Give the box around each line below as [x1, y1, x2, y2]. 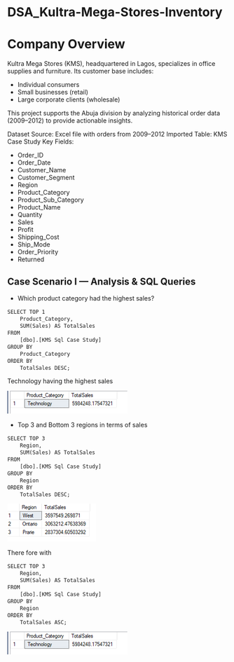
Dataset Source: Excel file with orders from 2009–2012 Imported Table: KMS [7, 130, 228, 139]
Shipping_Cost [17, 233, 60, 242]
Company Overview [7, 36, 125, 53]
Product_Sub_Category [17, 195, 84, 204]
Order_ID [17, 151, 44, 160]
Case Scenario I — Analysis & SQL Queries [7, 275, 196, 287]
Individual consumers [17, 81, 80, 89]
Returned [17, 255, 45, 263]
